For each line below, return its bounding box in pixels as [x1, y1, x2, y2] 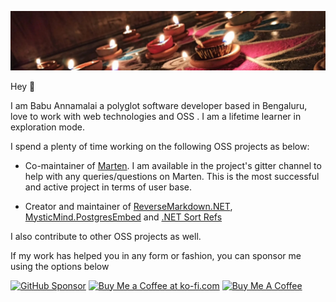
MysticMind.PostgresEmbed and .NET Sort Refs [24, 211, 223, 223]
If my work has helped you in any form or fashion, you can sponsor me [10, 249, 302, 261]
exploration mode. [10, 121, 85, 133]
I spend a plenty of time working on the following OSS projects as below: [10, 140, 310, 152]
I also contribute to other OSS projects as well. [10, 230, 202, 242]
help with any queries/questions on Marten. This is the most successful [24, 170, 320, 182]
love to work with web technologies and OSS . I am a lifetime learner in [10, 110, 302, 122]
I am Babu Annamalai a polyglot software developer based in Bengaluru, [10, 99, 308, 111]
